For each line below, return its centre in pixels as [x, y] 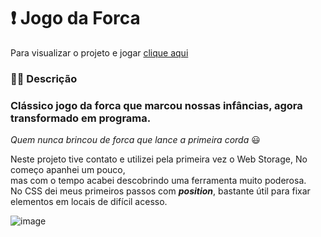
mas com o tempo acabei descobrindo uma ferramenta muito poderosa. [158, 181]
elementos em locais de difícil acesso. [89, 202]
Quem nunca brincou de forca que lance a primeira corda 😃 [135, 140]
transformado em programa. [81, 118]
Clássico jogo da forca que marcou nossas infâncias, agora [156, 105]
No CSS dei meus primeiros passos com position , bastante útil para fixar [160, 191]
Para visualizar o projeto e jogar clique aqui [99, 52]
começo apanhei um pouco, [68, 170]
